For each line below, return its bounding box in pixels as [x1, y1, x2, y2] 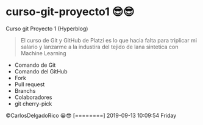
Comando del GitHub [14, 67, 68, 75]
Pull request [14, 81, 45, 88]
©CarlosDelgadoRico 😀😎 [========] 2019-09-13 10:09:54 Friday [5, 112, 177, 119]
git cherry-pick [14, 100, 52, 107]
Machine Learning [20, 49, 66, 56]
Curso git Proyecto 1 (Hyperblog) [5, 25, 88, 32]
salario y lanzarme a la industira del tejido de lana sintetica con [20, 43, 179, 50]
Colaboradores [14, 93, 52, 101]
